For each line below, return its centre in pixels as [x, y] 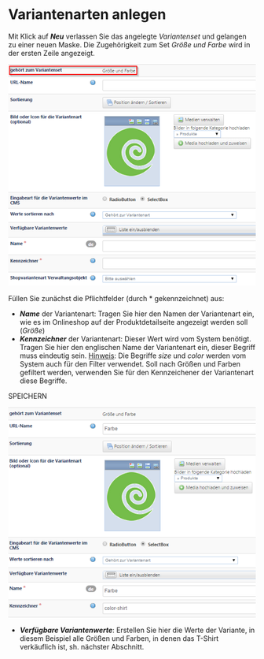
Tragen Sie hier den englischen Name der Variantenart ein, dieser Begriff [137, 348]
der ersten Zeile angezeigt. [52, 53]
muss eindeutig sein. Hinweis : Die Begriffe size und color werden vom [132, 356]
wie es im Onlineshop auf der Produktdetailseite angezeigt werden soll [134, 322]
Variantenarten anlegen [87, 15]
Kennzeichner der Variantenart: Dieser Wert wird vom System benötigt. [135, 339]
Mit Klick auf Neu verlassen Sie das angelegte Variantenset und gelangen [128, 36]
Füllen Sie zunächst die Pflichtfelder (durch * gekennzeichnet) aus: [116, 299]
